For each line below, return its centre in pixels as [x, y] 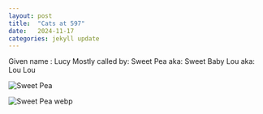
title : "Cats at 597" [47, 23]
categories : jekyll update [54, 38]
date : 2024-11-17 [41, 31]
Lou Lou [22, 70]
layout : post [30, 16]
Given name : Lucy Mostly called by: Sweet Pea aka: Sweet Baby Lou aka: [132, 61]
